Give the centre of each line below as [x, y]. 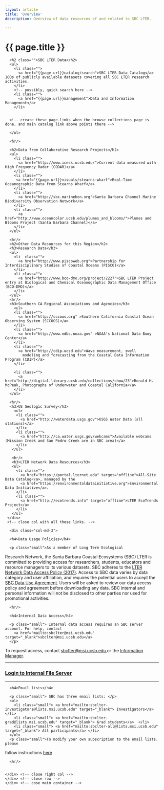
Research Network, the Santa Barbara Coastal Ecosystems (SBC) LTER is [79, 557]
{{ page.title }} [35, 47]
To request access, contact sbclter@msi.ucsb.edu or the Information [74, 651]
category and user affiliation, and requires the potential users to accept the [80, 578]
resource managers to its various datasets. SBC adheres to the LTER [74, 567]
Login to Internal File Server [39, 673]
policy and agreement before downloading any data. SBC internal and [75, 588]
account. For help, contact [34, 629]
